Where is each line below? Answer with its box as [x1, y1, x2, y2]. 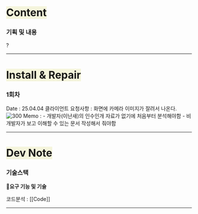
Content [6, 6, 47, 20]
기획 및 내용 [6, 28, 37, 37]
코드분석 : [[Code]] [6, 196, 51, 203]
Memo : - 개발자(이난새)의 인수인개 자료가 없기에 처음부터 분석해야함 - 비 [23, 112, 192, 119]
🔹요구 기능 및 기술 [6, 183, 47, 190]
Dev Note [6, 147, 52, 160]
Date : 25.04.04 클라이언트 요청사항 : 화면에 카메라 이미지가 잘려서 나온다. [6, 105, 177, 112]
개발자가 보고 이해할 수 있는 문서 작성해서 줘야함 [6, 119, 117, 127]
